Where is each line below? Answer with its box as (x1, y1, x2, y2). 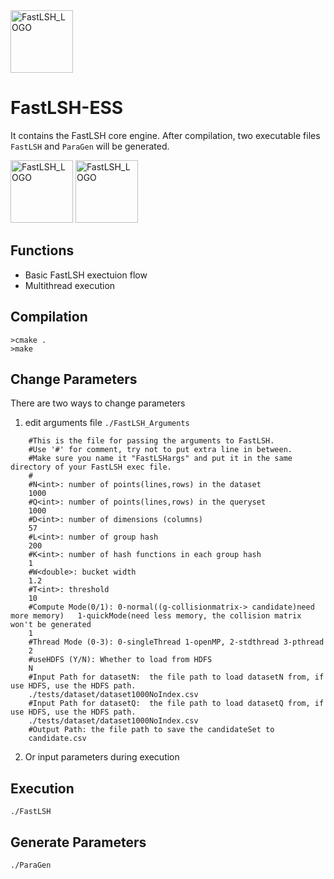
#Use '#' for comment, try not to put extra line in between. (28, 445, 293, 455)
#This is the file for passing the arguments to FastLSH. (28, 436, 275, 446)
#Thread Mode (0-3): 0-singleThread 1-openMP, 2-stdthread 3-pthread (28, 637, 325, 648)
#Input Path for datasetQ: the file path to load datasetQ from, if (28, 699, 325, 709)
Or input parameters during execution (24, 751, 180, 763)
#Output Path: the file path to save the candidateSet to (28, 725, 275, 735)
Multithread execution (24, 279, 116, 291)
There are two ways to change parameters (10, 397, 186, 409)
